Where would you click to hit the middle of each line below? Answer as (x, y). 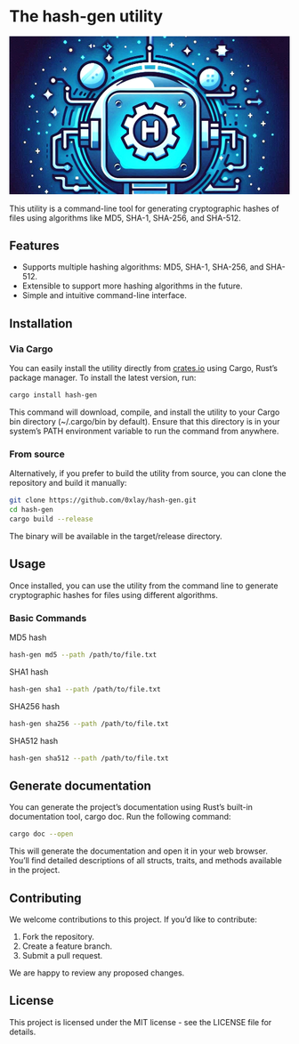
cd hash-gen (31, 510)
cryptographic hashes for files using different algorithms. (113, 595)
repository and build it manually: (68, 483)
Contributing (45, 898)
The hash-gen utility (86, 16)
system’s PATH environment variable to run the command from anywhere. (144, 431)
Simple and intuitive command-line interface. (104, 295)
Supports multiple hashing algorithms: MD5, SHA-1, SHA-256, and (143, 267)
